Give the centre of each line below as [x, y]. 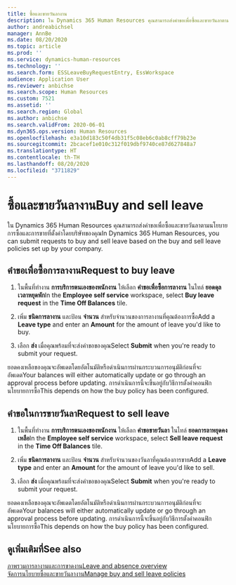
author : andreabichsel [40, 27]
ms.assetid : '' [29, 105]
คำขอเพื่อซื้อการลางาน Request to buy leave [91, 270]
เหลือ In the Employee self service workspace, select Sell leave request [120, 438]
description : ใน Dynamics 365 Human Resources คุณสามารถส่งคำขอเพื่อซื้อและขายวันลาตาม [118, 20]
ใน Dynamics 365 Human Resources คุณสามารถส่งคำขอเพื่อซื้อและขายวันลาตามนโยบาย [118, 225]
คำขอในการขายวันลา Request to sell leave [88, 413]
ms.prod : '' [25, 53]
